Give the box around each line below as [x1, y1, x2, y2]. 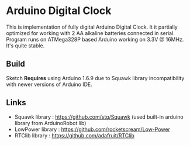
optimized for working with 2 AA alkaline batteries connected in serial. [6, 29, 175, 36]
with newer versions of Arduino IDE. [6, 81, 92, 88]
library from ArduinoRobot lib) [14, 119, 87, 126]
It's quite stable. [6, 42, 45, 49]
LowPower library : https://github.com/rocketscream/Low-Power [14, 126, 171, 133]
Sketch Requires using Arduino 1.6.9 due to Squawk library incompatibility [6, 74, 185, 81]
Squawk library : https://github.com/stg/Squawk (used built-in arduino [14, 113, 184, 120]
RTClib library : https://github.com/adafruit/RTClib [14, 132, 134, 139]
